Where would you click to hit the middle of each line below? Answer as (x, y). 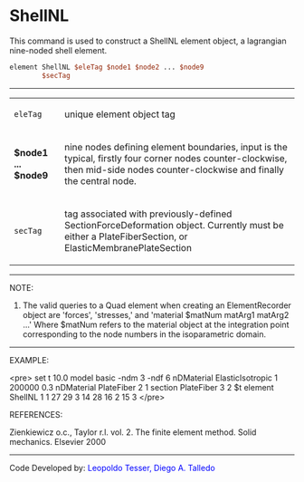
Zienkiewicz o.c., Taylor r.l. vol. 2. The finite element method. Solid (133, 432)
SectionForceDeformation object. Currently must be (174, 225)
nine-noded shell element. (58, 50)
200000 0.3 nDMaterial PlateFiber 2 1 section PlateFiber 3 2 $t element (142, 387)
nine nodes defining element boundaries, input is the (176, 147)
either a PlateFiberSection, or (126, 236)
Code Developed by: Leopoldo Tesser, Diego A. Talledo (112, 468)
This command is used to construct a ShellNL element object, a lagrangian (148, 41)
